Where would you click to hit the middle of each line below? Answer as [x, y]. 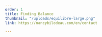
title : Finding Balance [29, 14]
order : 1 [14, 9]
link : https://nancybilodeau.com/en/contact [51, 23]
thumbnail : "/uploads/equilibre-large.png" [50, 18]
